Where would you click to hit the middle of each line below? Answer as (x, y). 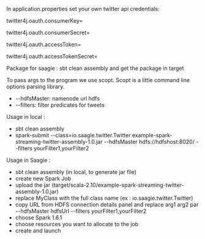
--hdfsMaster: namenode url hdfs (57, 98)
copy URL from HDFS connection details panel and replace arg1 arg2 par (107, 204)
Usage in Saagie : (28, 160)
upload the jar (33, 185)
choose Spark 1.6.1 (39, 218)
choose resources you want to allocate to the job (77, 224)
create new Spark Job (43, 178)
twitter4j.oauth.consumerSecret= (48, 32)
